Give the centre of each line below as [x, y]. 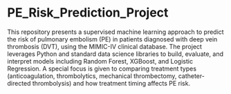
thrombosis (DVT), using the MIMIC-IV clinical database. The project [105, 46]
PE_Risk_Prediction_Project [88, 13]
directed [19, 83]
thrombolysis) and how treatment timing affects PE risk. [111, 83]
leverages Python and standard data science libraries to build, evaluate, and [115, 54]
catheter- [192, 76]
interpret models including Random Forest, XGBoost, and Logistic [100, 61]
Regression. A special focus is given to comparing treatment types [102, 68]
